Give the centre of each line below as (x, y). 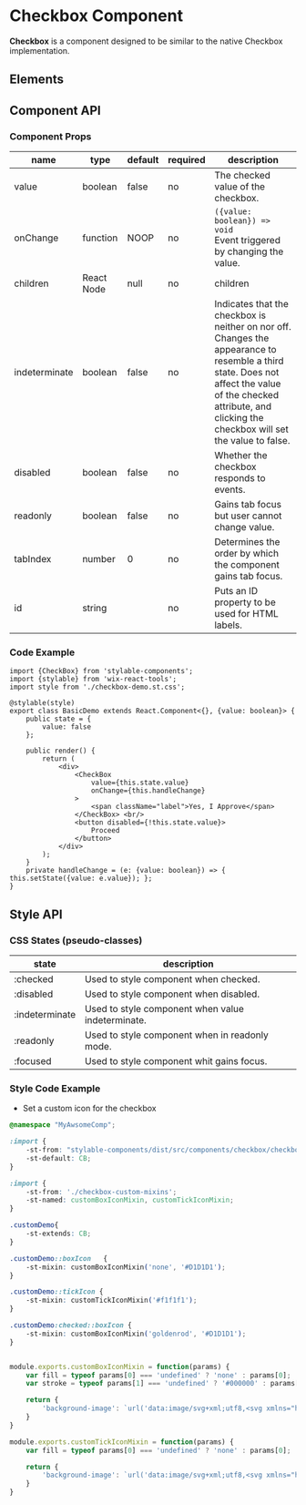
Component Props (51, 136)
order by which (246, 554)
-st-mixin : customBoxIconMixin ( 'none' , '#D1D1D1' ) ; (126, 1267)
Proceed (105, 831)
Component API (56, 110)
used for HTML (246, 614)
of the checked (246, 395)
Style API (36, 914)
